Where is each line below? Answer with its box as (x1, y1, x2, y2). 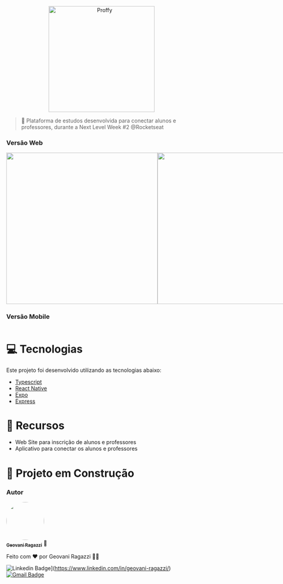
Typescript (15, 378, 42, 385)
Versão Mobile (6, 313, 50, 321)
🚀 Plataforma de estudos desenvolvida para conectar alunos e (21, 117, 177, 124)
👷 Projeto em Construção (6, 466, 135, 480)
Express (15, 397, 36, 405)
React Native (15, 385, 47, 392)
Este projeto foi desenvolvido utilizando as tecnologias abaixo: (6, 367, 161, 374)
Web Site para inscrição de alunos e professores (15, 439, 137, 446)
